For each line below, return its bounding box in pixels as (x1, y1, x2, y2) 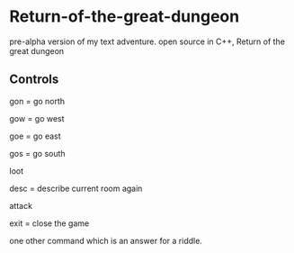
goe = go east (9, 131, 61, 141)
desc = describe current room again (9, 183, 143, 194)
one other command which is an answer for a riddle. (9, 235, 202, 246)
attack (9, 200, 33, 211)
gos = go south (9, 148, 66, 158)
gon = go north (9, 95, 66, 106)
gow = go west (9, 113, 65, 123)
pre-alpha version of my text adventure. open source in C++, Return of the (9, 36, 286, 47)
